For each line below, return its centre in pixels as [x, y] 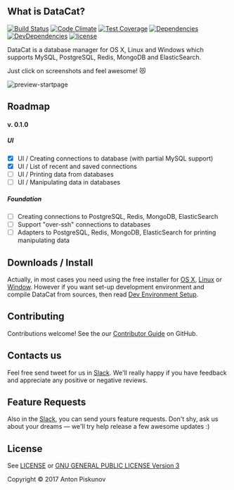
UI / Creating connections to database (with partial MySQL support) [115, 158]
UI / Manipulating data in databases [69, 182]
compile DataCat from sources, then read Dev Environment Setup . [103, 294]
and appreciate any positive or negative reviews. [77, 380]
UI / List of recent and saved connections [77, 166]
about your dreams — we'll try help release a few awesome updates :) [109, 427]
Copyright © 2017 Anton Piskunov [57, 479]
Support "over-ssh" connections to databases [84, 225]
